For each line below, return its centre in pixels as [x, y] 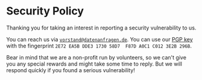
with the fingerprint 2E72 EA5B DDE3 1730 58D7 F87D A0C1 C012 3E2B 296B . [99, 46]
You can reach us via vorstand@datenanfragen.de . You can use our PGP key [99, 39]
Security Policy [45, 11]
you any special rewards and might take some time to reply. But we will [94, 64]
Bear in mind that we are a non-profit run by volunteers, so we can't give [96, 57]
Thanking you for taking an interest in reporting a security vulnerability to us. [101, 28]
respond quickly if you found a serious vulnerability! [71, 70]
